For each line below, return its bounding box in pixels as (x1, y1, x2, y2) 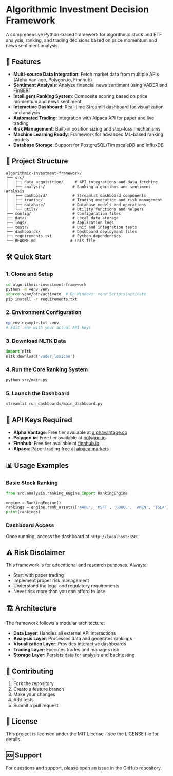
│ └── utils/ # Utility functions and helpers (6, 207, 144, 212)
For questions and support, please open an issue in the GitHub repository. (6, 765, 162, 771)
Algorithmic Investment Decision (6, 4, 149, 15)
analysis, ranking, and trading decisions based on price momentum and (6, 37, 157, 43)
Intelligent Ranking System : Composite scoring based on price (13, 93, 148, 99)
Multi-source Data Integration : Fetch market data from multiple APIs (13, 71, 159, 77)
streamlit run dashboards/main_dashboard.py (6, 401, 103, 407)
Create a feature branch (13, 686, 64, 692)
